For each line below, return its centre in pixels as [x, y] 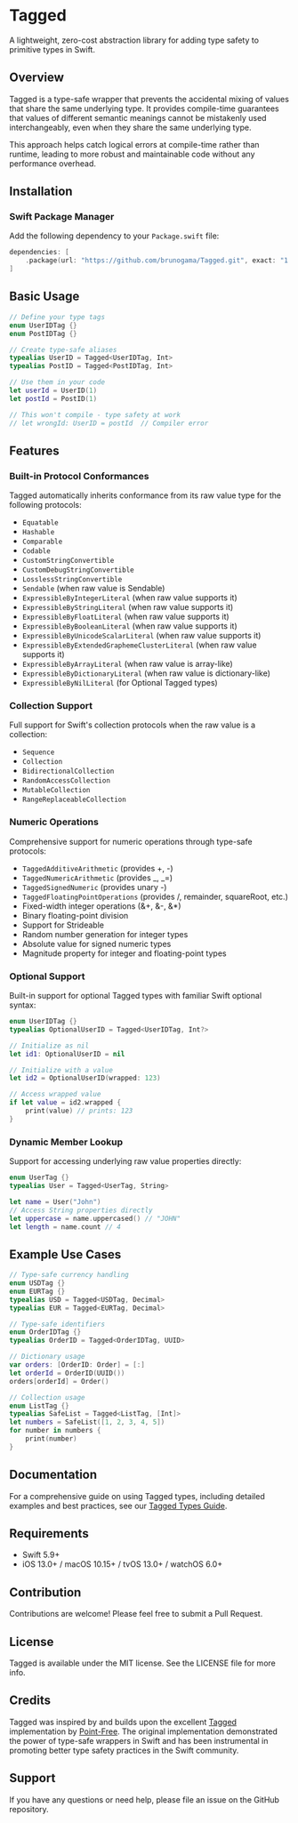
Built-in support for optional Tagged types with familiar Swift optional [136, 996]
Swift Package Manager [62, 217]
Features [34, 450]
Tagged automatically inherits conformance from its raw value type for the [145, 495]
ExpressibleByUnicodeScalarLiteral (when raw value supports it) [141, 636]
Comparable [42, 542]
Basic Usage [44, 297]
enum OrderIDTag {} [45, 1332]
